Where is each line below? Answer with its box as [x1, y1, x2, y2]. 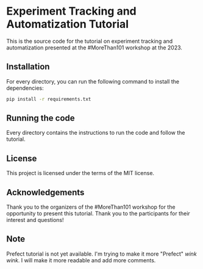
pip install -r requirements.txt [6, 96, 91, 102]
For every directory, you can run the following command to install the [6, 77, 180, 85]
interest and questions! [6, 217, 64, 224]
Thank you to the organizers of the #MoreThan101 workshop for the [6, 203, 176, 211]
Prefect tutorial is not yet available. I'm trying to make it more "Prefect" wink [6, 250, 197, 257]
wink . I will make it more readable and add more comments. [6, 256, 156, 264]
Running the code [6, 113, 75, 123]
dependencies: [6, 84, 44, 91]
